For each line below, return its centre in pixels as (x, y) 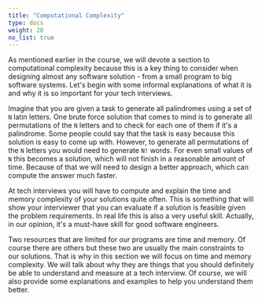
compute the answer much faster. (63, 176)
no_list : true (31, 37)
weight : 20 (26, 30)
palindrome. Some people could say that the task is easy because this (122, 134)
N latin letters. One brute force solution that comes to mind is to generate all (130, 117)
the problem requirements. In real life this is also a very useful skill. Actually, (131, 216)
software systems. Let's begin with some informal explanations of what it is (130, 85)
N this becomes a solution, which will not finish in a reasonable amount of (127, 159)
